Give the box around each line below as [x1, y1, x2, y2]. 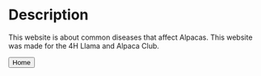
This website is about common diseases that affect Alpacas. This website [8, 32, 253, 42]
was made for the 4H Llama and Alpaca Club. [8, 40, 160, 50]
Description [8, 6, 89, 24]
